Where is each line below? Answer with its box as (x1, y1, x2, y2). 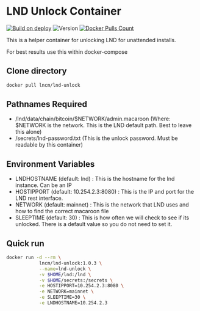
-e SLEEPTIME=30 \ (38, 295, 86, 301)
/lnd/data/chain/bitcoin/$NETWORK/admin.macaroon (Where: (15, 115, 171, 123)
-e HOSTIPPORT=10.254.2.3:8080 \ (38, 283, 124, 289)
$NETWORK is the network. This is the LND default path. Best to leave (15, 122, 192, 129)
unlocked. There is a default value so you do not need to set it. (15, 221, 173, 228)
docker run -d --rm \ (6, 255, 62, 261)
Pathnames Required (6, 99, 87, 109)
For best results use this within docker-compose (6, 48, 128, 56)
